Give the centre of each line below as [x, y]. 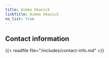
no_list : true [20, 19]
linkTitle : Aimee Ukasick [32, 14]
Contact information [37, 39]
